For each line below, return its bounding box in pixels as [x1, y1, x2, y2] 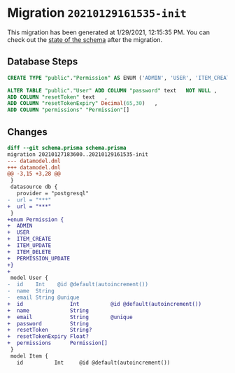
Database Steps [7, 56, 78, 68]
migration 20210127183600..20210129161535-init [7, 150, 149, 158]
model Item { [10, 352, 49, 360]
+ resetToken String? [7, 327, 92, 334]
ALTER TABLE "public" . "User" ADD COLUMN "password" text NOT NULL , [7, 87, 218, 94]
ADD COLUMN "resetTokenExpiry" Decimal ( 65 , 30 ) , [7, 100, 158, 107]
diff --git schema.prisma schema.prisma [7, 144, 127, 151]
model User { [10, 274, 49, 281]
